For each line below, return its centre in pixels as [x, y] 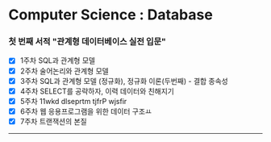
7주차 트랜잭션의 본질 [53, 121]
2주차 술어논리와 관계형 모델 [64, 71]
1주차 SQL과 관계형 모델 [57, 61]
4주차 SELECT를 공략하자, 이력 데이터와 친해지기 [97, 91]
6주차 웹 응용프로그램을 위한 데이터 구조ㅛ [85, 111]
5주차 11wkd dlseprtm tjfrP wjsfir [73, 101]
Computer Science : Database [111, 15]
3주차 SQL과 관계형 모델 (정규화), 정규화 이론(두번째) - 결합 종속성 [124, 81]
